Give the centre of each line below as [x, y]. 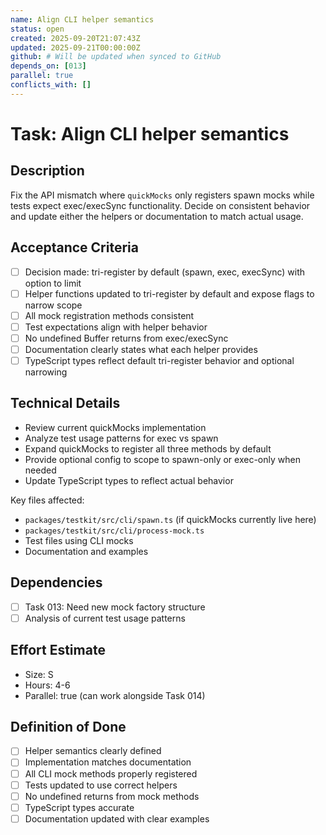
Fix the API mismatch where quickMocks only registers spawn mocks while [162, 195]
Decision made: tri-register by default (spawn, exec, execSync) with [165, 272]
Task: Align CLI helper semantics [150, 133]
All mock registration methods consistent [109, 315]
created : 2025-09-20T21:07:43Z [75, 38]
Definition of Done [68, 726]
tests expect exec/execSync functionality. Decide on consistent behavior [160, 205]
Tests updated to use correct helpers [101, 785]
